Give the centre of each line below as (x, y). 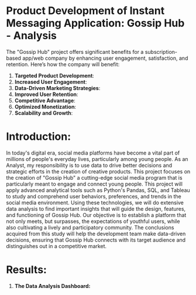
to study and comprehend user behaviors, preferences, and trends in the (94, 196)
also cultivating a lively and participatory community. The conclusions (90, 227)
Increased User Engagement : (51, 82)
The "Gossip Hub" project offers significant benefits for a (75, 52)
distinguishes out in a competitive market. (56, 246)
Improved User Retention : (46, 94)
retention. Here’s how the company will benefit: (63, 64)
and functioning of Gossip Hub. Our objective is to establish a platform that (96, 215)
